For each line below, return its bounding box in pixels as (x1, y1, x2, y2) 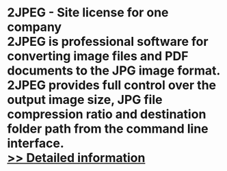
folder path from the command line (7, 121, 209, 137)
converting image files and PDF (7, 49, 189, 64)
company (7, 19, 62, 35)
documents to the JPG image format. (7, 63, 221, 79)
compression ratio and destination (7, 107, 206, 122)
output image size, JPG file (7, 92, 163, 107)
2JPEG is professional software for (7, 34, 209, 49)
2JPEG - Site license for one (7, 5, 169, 21)
